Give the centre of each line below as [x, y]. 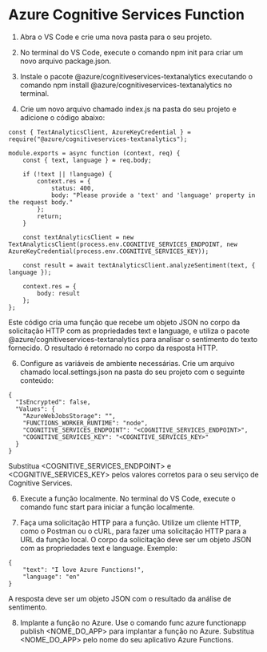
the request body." [41, 202]
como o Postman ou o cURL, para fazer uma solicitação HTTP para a [133, 531]
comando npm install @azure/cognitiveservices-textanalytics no [126, 85]
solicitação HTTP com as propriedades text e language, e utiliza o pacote [129, 331]
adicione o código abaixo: [62, 117]
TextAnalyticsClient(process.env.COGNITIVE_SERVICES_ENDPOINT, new [123, 244]
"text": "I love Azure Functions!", [84, 569]
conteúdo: [37, 380]
